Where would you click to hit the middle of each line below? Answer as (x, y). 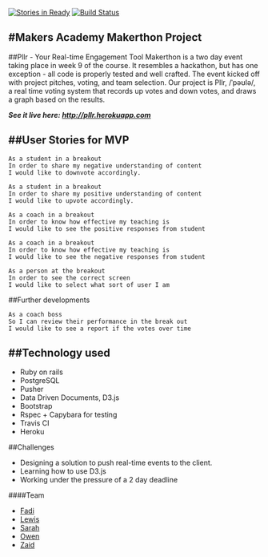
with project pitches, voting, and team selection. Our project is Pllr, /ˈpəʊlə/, (132, 82)
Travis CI (34, 423)
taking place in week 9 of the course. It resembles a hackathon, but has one (133, 65)
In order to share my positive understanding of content (105, 194)
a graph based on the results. (57, 99)
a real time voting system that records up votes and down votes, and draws (132, 91)
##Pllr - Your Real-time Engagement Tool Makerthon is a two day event (125, 57)
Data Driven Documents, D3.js (70, 398)
